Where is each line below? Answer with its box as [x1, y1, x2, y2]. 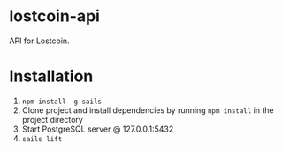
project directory [21, 114, 84, 125]
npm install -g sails [21, 97, 102, 106]
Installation [9, 66, 94, 87]
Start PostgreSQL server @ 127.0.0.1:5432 [21, 124, 174, 134]
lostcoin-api [9, 6, 100, 26]
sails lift [21, 134, 63, 143]
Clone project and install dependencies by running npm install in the [21, 104, 274, 116]
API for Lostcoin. [9, 35, 70, 46]
